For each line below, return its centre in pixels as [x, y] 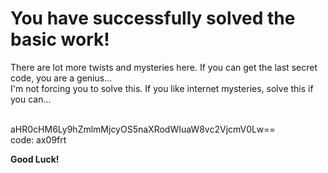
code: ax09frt [38, 139]
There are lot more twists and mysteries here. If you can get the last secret [164, 67]
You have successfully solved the [153, 18]
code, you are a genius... [61, 78]
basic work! [60, 39]
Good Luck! [35, 159]
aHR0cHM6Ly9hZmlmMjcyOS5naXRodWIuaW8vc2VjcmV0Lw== [143, 129]
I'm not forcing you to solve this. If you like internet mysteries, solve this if [162, 88]
